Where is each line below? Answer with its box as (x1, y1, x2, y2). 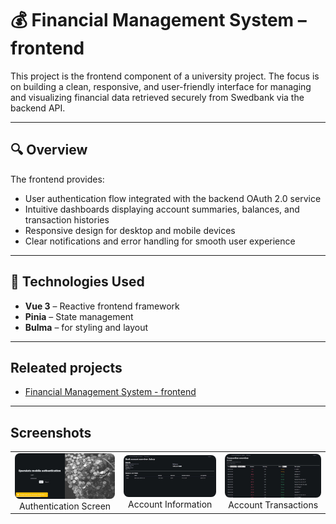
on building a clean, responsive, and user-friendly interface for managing (10, 80, 312, 92)
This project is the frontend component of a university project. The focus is (10, 70, 320, 82)
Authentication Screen (18, 500, 112, 512)
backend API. (10, 102, 66, 114)
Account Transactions (228, 499, 319, 511)
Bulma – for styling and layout (24, 321, 149, 333)
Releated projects (10, 359, 123, 376)
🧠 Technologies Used (10, 273, 145, 291)
